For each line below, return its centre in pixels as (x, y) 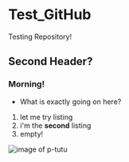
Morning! (27, 84)
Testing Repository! (40, 37)
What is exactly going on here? (70, 102)
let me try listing (46, 117)
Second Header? (51, 62)
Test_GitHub (50, 15)
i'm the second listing (55, 125)
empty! (31, 133)
